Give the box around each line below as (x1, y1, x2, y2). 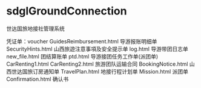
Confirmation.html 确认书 (6, 75, 69, 83)
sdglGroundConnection (6, 4, 127, 18)
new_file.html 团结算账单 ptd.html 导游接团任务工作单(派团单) (6, 52, 159, 60)
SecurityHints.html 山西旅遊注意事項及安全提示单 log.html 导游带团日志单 (6, 45, 189, 52)
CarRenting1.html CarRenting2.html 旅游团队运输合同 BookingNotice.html (6, 60, 188, 68)
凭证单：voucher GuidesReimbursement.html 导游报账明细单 (6, 37, 157, 45)
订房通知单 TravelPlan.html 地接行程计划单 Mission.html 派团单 (32, 68, 189, 75)
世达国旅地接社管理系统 (6, 25, 65, 32)
